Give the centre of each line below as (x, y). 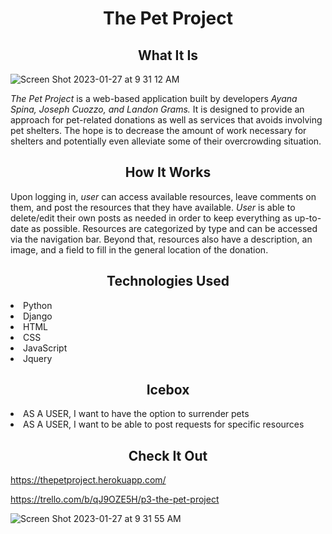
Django (38, 316)
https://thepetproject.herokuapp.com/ (88, 480)
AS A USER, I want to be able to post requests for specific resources (164, 424)
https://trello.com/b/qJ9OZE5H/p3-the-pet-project (115, 499)
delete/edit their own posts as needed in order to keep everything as (151, 218)
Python (38, 305)
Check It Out (168, 455)
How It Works (168, 172)
